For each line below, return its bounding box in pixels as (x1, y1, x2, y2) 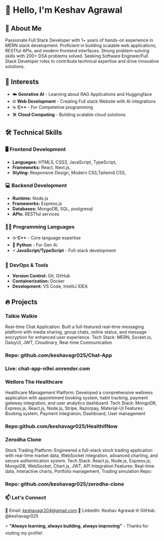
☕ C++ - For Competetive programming (12, 104, 94, 110)
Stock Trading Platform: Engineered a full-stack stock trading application (5, 447, 153, 454)
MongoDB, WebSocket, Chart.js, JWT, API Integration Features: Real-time (5, 463, 155, 469)
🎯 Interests (5, 78, 39, 86)
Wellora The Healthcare (5, 378, 63, 385)
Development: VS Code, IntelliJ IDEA (12, 284, 88, 290)
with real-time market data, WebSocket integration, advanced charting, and (5, 453, 158, 458)
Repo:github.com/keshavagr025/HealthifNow (5, 423, 118, 430)
